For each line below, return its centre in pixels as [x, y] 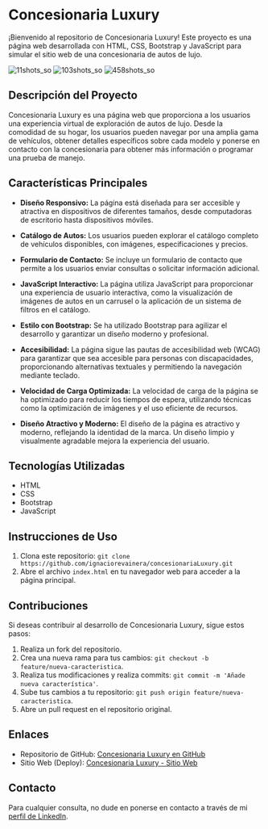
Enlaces [29, 735]
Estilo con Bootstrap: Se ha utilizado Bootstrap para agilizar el [124, 325]
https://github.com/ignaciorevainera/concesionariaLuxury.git [126, 564]
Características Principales [78, 183]
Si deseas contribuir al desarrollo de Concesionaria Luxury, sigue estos [126, 625]
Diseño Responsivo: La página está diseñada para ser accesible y [130, 203]
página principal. [48, 580]
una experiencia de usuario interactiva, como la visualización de [126, 292]
